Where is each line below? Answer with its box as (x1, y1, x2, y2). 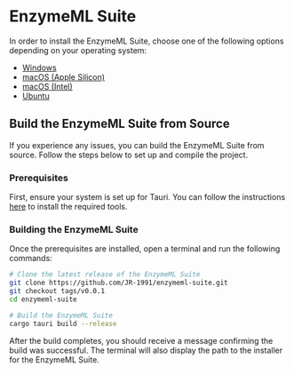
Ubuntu (21, 91, 51, 101)
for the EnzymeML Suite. (9, 354, 99, 365)
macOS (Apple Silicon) (21, 71, 105, 82)
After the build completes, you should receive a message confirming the (9, 335, 274, 346)
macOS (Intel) (21, 81, 73, 92)
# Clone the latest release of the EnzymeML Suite (9, 270, 201, 279)
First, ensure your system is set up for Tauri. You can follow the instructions (9, 192, 286, 203)
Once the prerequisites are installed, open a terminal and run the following (9, 243, 281, 254)
